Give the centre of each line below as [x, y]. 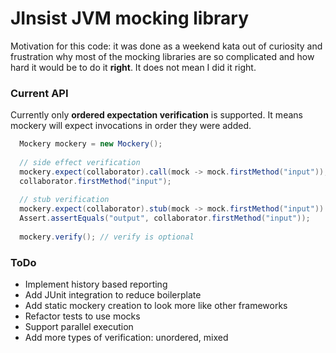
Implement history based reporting [96, 284]
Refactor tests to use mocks [82, 316]
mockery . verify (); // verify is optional [107, 237]
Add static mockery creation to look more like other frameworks [156, 306]
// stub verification [64, 200]
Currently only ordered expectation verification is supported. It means [156, 115]
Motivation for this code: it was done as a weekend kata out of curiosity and [166, 46]
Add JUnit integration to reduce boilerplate [113, 295]
